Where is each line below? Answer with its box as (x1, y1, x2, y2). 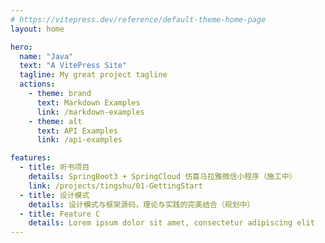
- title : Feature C (19, 209, 101, 219)
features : (10, 153, 52, 163)
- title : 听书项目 (19, 162, 90, 173)
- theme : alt (28, 116, 83, 126)
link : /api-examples (36, 135, 123, 145)
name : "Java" (19, 51, 74, 61)
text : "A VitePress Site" (19, 61, 128, 71)
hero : (10, 42, 33, 52)
